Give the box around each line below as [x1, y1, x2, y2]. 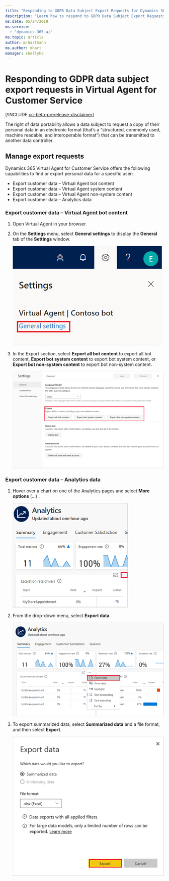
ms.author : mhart [5, 45, 42, 51]
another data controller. [5, 137, 54, 144]
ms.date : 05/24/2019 [5, 19, 49, 24]
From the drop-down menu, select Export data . [12, 612, 111, 619]
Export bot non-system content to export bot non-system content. [12, 361, 152, 367]
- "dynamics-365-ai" [10, 29, 53, 35]
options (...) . [12, 493, 40, 499]
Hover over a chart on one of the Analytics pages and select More [12, 488, 150, 494]
